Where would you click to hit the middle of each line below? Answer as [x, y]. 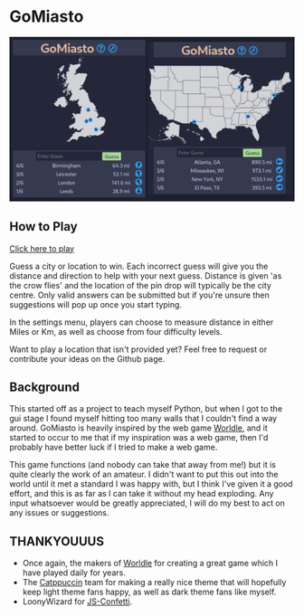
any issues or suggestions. [59, 513]
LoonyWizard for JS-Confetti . [77, 602]
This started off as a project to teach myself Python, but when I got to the [146, 409]
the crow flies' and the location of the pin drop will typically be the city [140, 285]
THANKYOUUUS [57, 541]
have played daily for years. [74, 573]
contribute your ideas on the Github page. [87, 358]
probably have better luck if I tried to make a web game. [114, 447]
